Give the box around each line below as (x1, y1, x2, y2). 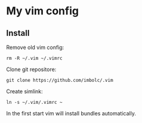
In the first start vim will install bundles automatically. (6, 110, 136, 117)
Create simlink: (6, 88, 43, 95)
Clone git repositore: (6, 66, 57, 73)
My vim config (6, 4, 79, 18)
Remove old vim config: (6, 44, 64, 51)
